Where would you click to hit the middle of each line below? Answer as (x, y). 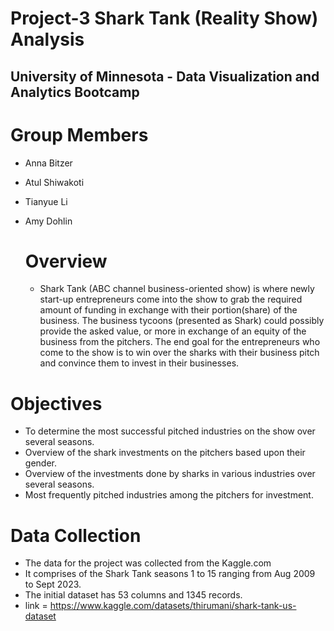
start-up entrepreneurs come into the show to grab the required (171, 299)
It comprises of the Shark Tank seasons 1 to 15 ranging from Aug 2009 (170, 574)
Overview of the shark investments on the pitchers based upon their (165, 453)
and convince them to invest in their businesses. (139, 363)
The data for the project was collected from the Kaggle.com (148, 563)
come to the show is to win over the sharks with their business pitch (179, 353)
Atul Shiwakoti (54, 182)
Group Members (79, 134)
